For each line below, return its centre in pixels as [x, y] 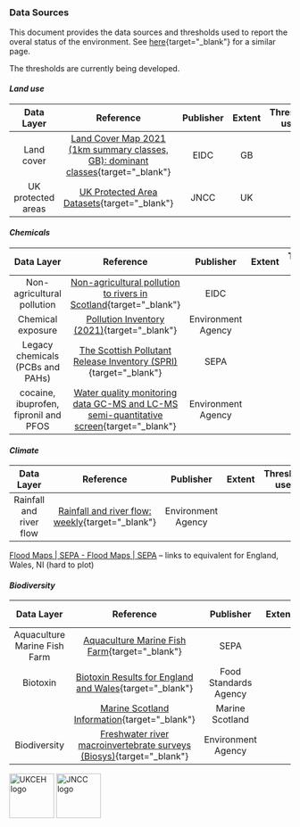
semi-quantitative [125, 415]
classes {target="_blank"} [118, 171]
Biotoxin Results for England [134, 677]
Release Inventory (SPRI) [125, 361]
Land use [27, 89]
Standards [230, 682]
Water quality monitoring [125, 393]
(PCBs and [37, 367]
